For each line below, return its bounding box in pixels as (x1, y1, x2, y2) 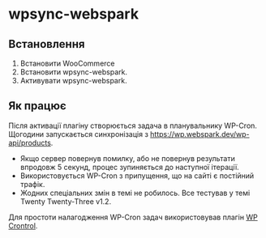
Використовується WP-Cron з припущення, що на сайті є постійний (19, 171, 255, 181)
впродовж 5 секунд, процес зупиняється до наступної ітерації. (19, 162, 239, 172)
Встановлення (8, 37, 85, 51)
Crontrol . (8, 220, 38, 231)
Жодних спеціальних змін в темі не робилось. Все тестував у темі (19, 188, 251, 198)
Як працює (8, 99, 66, 113)
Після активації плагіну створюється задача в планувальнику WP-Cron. (8, 121, 258, 130)
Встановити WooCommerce (19, 58, 115, 68)
